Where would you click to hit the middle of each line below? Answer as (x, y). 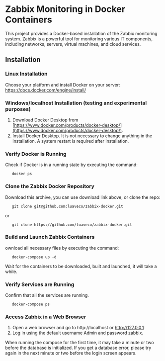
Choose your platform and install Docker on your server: (63, 85)
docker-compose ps (31, 304)
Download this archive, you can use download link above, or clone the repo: (83, 197)
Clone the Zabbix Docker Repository (50, 186)
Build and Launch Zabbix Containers (50, 237)
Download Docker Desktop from (45, 120)
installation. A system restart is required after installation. (71, 141)
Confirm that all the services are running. (47, 295)
